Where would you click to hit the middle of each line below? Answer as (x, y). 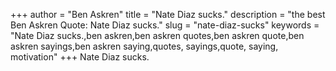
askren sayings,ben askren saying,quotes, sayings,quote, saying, (144, 46)
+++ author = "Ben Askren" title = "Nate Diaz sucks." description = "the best (168, 14)
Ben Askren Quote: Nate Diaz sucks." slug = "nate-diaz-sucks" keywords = (165, 25)
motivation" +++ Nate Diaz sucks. (80, 57)
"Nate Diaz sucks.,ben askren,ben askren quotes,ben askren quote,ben (157, 35)
